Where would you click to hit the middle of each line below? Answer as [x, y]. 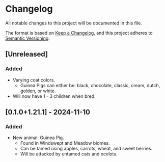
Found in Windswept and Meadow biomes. [65, 143]
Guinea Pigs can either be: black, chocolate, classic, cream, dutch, [90, 85]
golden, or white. [38, 91]
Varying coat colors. [34, 80]
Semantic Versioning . [28, 38]
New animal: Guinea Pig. [38, 138]
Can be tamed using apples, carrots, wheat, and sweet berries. [86, 149]
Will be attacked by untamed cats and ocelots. [69, 154]
